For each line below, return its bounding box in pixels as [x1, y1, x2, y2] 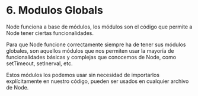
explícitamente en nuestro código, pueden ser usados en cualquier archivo [6, 78, 189, 85]
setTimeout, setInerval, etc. [6, 60, 73, 67]
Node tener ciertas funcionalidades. [6, 29, 94, 36]
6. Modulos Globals [6, 4, 104, 17]
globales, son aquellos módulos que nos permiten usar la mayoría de [6, 47, 174, 54]
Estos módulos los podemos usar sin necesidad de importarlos [6, 71, 160, 78]
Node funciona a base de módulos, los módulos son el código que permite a [6, 23, 193, 30]
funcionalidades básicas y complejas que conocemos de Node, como [6, 53, 177, 60]
